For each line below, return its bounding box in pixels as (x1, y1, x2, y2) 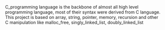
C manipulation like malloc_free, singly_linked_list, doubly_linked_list (5, 19, 144, 25)
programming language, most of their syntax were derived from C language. (5, 9, 161, 15)
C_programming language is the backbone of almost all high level (5, 4, 139, 10)
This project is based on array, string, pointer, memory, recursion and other (5, 15, 159, 20)
